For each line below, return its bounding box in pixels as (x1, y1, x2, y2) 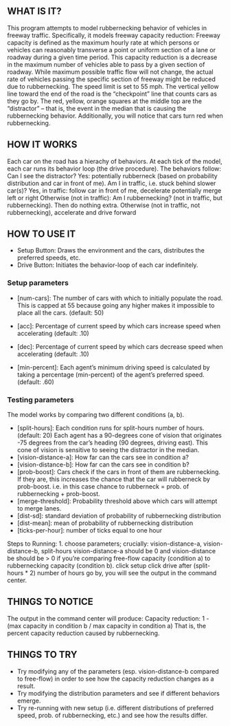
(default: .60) (16, 378, 55, 386)
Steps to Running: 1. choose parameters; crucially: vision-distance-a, (7, 540, 203, 548)
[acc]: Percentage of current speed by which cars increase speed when (16, 321, 221, 330)
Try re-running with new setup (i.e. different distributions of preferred (16, 703, 214, 712)
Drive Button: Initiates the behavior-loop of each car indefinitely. (16, 261, 198, 269)
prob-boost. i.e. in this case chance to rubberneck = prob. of (16, 482, 189, 491)
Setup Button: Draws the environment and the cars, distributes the (16, 246, 205, 255)
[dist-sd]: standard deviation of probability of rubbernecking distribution (16, 512, 222, 520)
